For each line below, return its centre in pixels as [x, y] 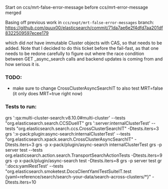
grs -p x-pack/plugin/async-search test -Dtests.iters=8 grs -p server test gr [83, 160]
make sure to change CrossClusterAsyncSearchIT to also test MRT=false [88, 88]
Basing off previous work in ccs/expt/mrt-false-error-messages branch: [80, 22]
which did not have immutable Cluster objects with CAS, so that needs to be [83, 43]
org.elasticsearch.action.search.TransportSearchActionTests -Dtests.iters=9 [84, 155]
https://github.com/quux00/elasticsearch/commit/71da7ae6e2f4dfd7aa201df [84, 28]
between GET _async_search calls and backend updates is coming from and [84, 59]
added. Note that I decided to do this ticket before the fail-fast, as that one [82, 48]
